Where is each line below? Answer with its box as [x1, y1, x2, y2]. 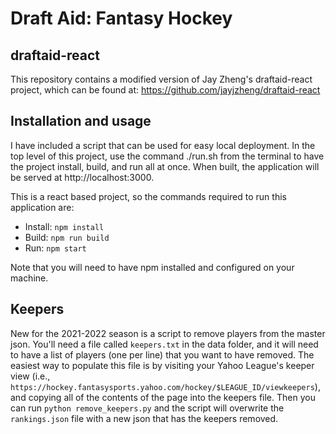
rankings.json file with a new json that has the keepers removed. [10, 412, 279, 424]
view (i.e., [10, 370, 51, 382]
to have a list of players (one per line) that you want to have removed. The [10, 348, 315, 361]
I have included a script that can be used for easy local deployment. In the [10, 139, 316, 151]
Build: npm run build [24, 231, 110, 243]
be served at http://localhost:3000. [10, 171, 155, 183]
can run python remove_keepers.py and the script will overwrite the [10, 402, 285, 414]
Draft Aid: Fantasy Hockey [10, 7, 233, 30]
